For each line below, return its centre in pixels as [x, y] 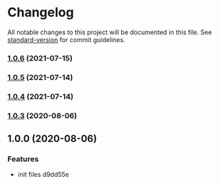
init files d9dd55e [43, 175]
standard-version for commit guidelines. [66, 39]
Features [23, 159]
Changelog [41, 12]
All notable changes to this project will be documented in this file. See [110, 32]
